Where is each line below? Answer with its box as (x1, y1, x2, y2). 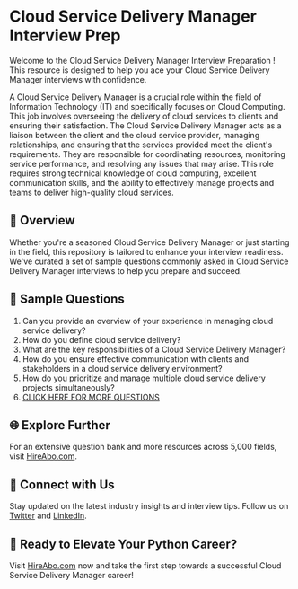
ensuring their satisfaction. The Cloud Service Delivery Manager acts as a (9, 119, 282, 131)
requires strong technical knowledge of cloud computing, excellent (9, 168, 257, 179)
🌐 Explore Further (9, 418, 110, 433)
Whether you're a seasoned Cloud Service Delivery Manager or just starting (9, 236, 290, 248)
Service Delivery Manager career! (9, 570, 135, 580)
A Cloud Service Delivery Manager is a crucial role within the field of (9, 92, 262, 102)
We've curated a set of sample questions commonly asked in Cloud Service (9, 256, 289, 267)
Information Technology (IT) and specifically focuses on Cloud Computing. (9, 101, 285, 111)
